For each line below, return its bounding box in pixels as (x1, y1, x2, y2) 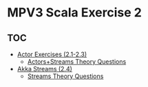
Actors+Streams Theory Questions (27, 58, 127, 66)
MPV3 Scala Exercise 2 (7, 5, 142, 21)
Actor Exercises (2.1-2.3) (17, 50, 87, 58)
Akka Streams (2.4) (17, 65, 72, 73)
